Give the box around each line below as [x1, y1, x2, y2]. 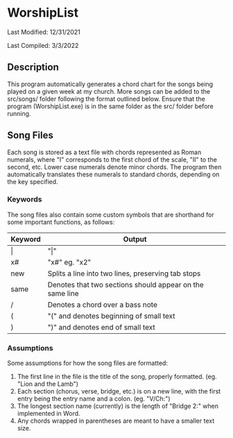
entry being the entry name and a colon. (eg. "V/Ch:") [17, 394, 171, 403]
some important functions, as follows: [7, 217, 115, 226]
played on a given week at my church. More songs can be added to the [7, 87, 210, 95]
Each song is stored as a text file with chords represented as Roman [7, 148, 202, 156]
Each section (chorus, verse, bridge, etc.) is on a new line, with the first [17, 387, 221, 396]
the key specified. [7, 177, 58, 185]
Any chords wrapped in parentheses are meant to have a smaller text [17, 416, 215, 425]
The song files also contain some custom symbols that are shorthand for [7, 210, 214, 219]
